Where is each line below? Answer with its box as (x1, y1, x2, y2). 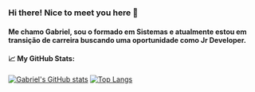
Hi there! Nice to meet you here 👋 (8, 7, 139, 18)
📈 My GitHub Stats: (8, 54, 76, 63)
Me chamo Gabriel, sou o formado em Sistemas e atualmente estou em (8, 27, 247, 36)
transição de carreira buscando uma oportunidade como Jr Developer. (8, 35, 247, 44)
